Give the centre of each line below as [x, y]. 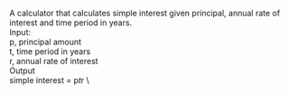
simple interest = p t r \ [50, 80]
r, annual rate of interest [54, 61]
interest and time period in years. [71, 23]
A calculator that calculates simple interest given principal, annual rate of [145, 13]
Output [22, 70]
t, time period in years [50, 52]
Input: [20, 32]
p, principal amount [46, 42]
